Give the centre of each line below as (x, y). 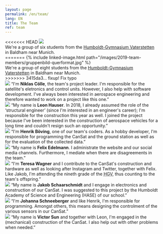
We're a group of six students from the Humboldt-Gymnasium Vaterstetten (80, 47)
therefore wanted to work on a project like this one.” (57, 100)
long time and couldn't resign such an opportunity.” (56, 126)
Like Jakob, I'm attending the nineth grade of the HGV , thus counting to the (80, 174)
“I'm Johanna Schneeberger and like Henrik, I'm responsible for (75, 201)
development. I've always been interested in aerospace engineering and (77, 94)
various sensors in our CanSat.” (37, 211)
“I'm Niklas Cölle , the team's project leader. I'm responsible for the (78, 84)
